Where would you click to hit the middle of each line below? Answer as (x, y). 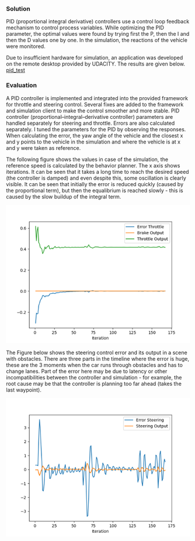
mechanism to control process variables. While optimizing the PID (85, 28)
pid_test (15, 70)
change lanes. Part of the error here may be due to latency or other (87, 371)
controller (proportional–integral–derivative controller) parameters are (90, 117)
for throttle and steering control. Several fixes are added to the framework (95, 104)
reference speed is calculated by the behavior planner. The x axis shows (93, 165)
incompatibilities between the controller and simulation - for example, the (94, 377)
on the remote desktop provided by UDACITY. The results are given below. (96, 64)
